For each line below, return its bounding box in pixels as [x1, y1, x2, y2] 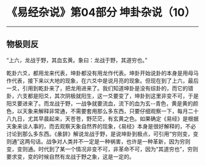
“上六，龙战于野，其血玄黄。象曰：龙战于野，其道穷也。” [6, 56, 148, 64]
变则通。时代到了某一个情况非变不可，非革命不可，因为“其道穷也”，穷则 [16, 145, 198, 153]
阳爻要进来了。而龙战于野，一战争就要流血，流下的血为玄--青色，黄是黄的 [6, 100, 193, 107]
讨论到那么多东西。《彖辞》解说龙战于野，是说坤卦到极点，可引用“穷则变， [6, 130, 193, 137]
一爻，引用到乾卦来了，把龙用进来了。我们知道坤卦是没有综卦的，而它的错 [6, 85, 193, 92]
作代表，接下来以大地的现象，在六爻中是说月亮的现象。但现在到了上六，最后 [6, 77, 199, 84]
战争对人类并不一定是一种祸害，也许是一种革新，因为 [46, 137, 180, 145]
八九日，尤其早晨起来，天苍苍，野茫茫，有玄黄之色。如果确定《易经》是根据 [6, 115, 199, 122]
